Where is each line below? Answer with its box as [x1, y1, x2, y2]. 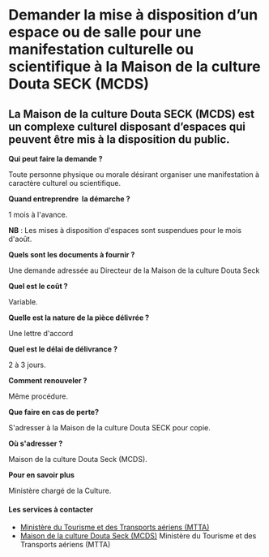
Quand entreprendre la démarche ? [8, 194, 130, 204]
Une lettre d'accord [8, 329, 74, 338]
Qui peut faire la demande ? [8, 154, 103, 163]
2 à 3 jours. [8, 360, 46, 369]
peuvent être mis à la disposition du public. [8, 132, 230, 146]
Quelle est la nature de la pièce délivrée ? [8, 313, 150, 322]
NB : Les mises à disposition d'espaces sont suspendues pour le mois [8, 226, 241, 235]
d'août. [8, 234, 32, 244]
